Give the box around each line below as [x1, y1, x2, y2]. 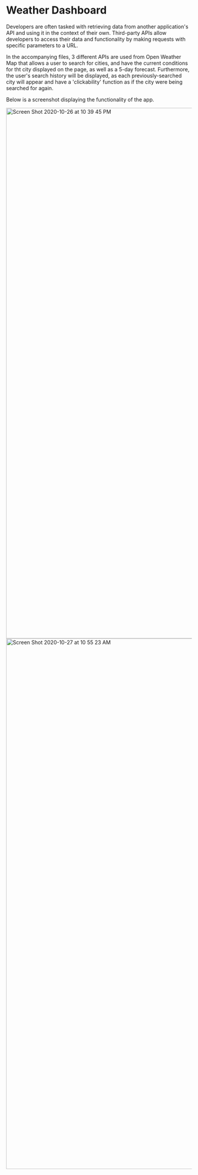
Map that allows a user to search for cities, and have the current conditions [6, 60, 189, 67]
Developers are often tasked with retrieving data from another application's [6, 23, 189, 30]
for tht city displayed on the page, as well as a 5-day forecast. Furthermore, [6, 65, 190, 73]
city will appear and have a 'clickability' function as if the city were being [6, 78, 183, 85]
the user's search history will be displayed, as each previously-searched [6, 72, 182, 79]
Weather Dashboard [6, 4, 107, 17]
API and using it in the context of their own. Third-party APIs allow [6, 29, 167, 36]
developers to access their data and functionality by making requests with [6, 35, 186, 42]
